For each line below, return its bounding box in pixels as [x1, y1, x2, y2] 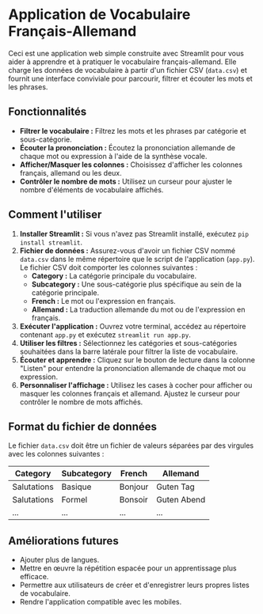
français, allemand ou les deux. [19, 168, 123, 177]
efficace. [19, 572, 49, 582]
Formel [61, 495, 88, 506]
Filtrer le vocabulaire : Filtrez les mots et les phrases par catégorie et [19, 126, 247, 135]
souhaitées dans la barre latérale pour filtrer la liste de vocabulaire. [19, 347, 238, 356]
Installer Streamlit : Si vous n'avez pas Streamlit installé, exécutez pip [19, 229, 250, 238]
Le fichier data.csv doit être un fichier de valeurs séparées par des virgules [8, 441, 254, 450]
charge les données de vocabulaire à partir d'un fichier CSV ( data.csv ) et [8, 65, 248, 74]
